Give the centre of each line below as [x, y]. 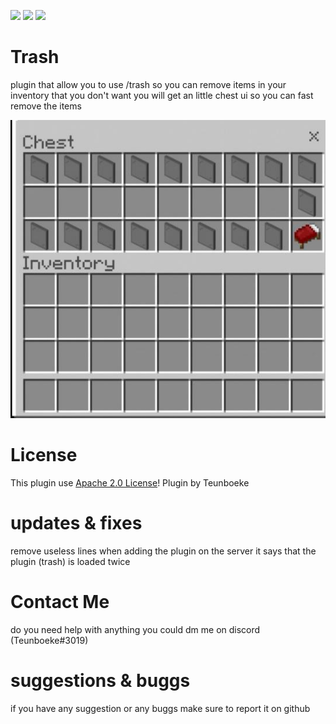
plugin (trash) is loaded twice [70, 561]
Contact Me [60, 602]
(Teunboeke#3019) [49, 640]
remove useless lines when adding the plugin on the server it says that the [163, 551]
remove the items [46, 106]
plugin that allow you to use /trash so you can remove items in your [148, 84]
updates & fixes [76, 523]
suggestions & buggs [100, 680]
